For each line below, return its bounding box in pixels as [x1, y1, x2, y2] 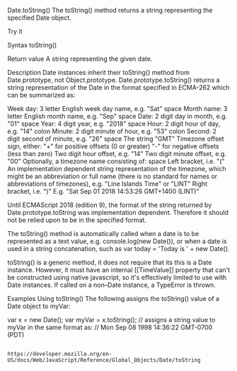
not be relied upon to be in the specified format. [7, 216, 147, 224]
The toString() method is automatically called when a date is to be [7, 230, 200, 237]
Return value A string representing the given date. [7, 54, 153, 63]
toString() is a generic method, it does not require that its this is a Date [7, 258, 212, 266]
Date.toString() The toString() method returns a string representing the [7, 6, 213, 14]
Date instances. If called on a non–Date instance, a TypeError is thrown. [7, 281, 216, 289]
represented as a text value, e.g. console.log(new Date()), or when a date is [7, 237, 228, 245]
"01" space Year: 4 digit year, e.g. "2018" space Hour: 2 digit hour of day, [7, 119, 221, 128]
